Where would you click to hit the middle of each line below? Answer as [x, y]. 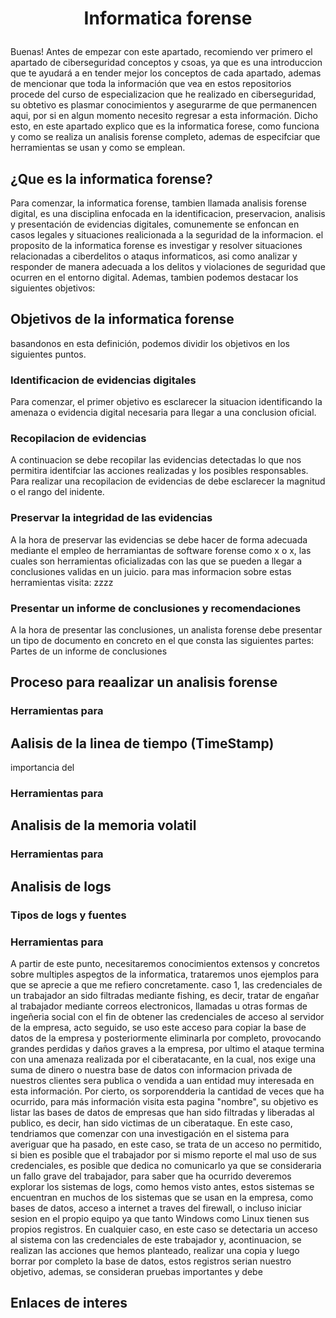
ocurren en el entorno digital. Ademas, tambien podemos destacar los [154, 277]
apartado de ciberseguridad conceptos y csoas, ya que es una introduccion [166, 63]
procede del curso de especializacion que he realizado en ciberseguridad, [163, 94]
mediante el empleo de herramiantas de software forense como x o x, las [161, 550]
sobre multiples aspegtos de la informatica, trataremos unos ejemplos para [165, 974]
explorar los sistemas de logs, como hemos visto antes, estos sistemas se [162, 1186]
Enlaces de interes [69, 1303]
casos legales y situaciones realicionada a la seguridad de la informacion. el [167, 235]
